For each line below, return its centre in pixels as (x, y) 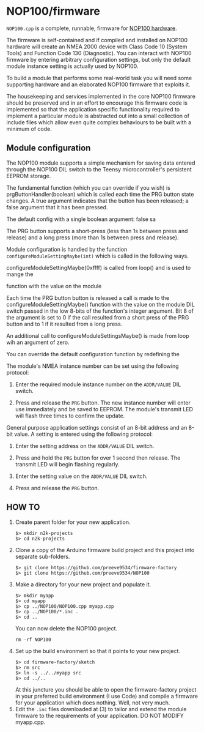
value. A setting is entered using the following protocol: (84, 434)
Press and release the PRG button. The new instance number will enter (103, 403)
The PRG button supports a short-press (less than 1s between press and (97, 231)
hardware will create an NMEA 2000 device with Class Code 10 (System (97, 47)
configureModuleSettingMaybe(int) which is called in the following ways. (98, 256)
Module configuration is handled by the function (67, 249)
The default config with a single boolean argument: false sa (81, 219)
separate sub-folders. (42, 556)
